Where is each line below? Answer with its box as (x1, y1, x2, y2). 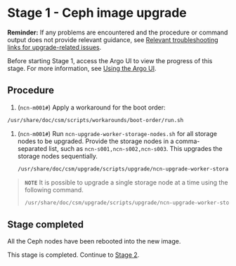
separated (17, 144, 48, 152)
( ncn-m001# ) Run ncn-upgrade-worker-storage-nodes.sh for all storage (17, 129, 218, 138)
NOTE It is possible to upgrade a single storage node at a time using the (24, 178, 228, 187)
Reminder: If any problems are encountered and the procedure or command (7, 28, 228, 36)
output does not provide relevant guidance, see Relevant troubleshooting (7, 35, 219, 44)
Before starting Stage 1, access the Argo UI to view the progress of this (7, 56, 213, 65)
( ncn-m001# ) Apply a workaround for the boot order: (17, 103, 166, 112)
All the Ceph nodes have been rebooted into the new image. (7, 237, 181, 246)
